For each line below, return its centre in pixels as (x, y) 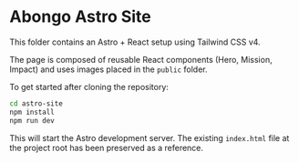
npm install (32, 112)
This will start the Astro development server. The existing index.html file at (149, 137)
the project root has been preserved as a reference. (106, 147)
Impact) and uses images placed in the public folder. (108, 69)
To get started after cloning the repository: (89, 86)
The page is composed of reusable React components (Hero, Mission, (141, 59)
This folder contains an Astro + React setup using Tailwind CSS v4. (135, 42)
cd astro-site (36, 103)
